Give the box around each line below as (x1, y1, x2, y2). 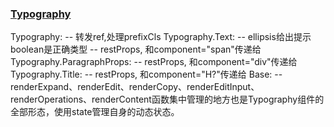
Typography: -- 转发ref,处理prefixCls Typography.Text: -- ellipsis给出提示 (10, 31, 312, 43)
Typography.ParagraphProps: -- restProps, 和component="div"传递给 (10, 56, 298, 68)
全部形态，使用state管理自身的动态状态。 (10, 106, 180, 118)
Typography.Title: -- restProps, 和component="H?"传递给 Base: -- (10, 68, 283, 81)
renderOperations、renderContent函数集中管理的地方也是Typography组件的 (10, 93, 325, 106)
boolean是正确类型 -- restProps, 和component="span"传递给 (10, 43, 262, 56)
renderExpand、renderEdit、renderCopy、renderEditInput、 (10, 81, 260, 93)
